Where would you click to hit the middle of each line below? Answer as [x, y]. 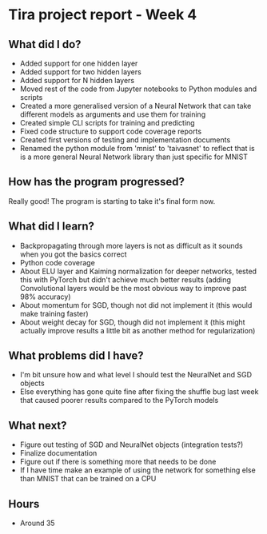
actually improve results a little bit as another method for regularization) [137, 330]
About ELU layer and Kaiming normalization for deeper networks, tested [138, 271]
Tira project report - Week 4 [103, 15]
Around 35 [37, 523]
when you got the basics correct [73, 254]
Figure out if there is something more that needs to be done [118, 462]
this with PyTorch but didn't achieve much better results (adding [126, 279]
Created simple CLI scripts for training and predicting [107, 123]
